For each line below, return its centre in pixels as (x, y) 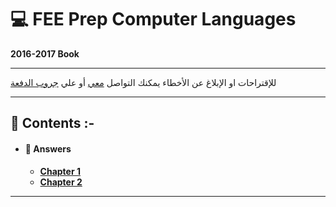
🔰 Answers (48, 148)
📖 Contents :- (52, 123)
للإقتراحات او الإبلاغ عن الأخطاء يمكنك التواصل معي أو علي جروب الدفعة (143, 82)
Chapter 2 (61, 182)
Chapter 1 (60, 171)
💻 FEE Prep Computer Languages (153, 19)
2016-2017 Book (45, 53)
